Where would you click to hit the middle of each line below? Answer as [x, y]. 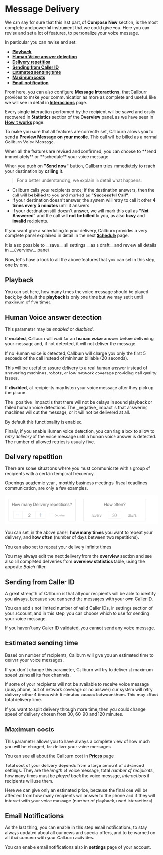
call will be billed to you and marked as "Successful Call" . [71, 195]
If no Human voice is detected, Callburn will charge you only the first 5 [75, 353]
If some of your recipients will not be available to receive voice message [77, 684]
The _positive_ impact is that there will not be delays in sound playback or [79, 402]
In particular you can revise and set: [41, 42]
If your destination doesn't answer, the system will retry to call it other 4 [84, 200]
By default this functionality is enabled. [44, 422]
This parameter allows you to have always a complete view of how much [78, 741]
